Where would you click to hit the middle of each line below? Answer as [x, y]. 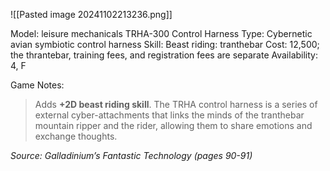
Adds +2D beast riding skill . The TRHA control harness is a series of [176, 104]
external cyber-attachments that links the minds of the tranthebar [169, 115]
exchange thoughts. [76, 136]
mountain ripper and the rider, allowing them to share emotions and [173, 125]
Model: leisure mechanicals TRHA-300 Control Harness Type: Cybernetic [161, 33]
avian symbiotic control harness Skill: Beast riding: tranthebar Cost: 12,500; [165, 44]
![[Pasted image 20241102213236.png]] [91, 14]
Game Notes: [37, 85]
